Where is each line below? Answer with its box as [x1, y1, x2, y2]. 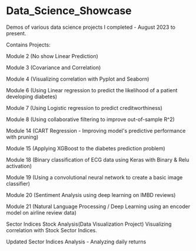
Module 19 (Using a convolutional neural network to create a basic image [6, 173, 183, 180]
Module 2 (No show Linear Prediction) [6, 52, 98, 59]
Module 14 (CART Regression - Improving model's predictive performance [6, 127, 186, 134]
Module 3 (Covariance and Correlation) [6, 63, 101, 71]
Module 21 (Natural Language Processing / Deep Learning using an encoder [6, 203, 191, 210]
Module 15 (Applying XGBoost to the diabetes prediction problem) [6, 145, 166, 152]
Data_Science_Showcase [6, 4, 132, 18]
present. [6, 29, 26, 36]
